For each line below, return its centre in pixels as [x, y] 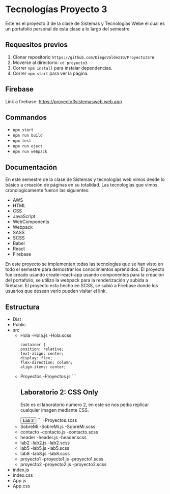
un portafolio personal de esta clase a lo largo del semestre [67, 28]
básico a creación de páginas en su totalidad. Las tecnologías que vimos [81, 185]
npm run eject [27, 146]
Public [19, 325]
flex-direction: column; [47, 362]
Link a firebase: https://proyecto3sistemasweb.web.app [64, 101]
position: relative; [42, 349]
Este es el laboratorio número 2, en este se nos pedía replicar [84, 405]
